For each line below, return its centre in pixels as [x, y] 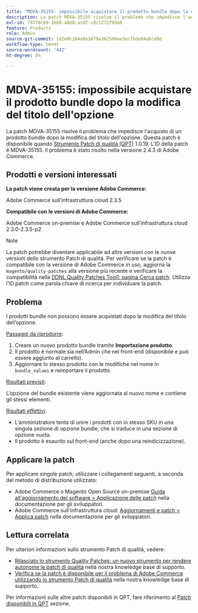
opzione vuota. [33, 435]
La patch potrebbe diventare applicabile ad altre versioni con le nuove [91, 252]
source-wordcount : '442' [37, 50]
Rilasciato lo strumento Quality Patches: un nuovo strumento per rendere [103, 561]
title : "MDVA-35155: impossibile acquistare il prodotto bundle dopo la [97, 11]
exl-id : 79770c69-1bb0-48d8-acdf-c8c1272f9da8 [64, 22]
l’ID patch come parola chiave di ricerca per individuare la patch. [85, 284]
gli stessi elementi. [29, 400]
